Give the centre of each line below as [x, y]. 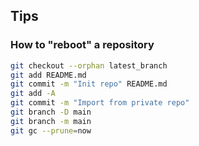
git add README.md [48, 75]
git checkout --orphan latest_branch [89, 65]
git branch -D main [51, 112]
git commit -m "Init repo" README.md [89, 84]
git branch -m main [51, 121]
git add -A [33, 94]
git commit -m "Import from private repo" [100, 103]
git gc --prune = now [51, 130]
